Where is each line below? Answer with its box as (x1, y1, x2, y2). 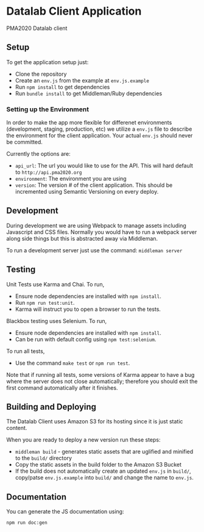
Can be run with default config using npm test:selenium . (15, 335, 157, 343)
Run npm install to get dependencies (15, 83, 110, 90)
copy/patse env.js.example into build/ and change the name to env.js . (15, 474, 194, 481)
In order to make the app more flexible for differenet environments (6, 119, 172, 126)
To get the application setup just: (6, 58, 89, 65)
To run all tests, (6, 347, 45, 355)
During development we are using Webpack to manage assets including (6, 222, 187, 229)
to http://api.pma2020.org (15, 169, 82, 176)
